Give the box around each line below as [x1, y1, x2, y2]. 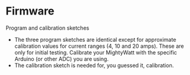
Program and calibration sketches [5, 24, 90, 31]
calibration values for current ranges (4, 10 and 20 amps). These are [14, 42, 185, 50]
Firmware [5, 4, 55, 18]
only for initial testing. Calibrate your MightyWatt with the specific [14, 48, 177, 56]
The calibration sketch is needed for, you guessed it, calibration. [14, 62, 174, 69]
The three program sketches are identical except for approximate [14, 36, 176, 43]
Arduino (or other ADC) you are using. [14, 55, 109, 62]
